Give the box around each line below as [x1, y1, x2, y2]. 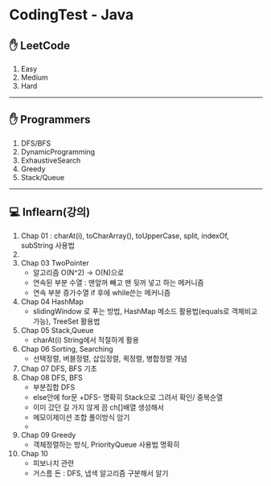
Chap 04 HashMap [20, 296, 84, 307]
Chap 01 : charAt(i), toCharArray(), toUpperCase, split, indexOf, [20, 231, 230, 241]
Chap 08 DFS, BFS [20, 373, 83, 382]
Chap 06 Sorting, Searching [20, 344, 113, 353]
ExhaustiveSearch [20, 155, 81, 165]
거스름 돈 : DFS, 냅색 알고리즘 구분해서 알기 [32, 468, 169, 478]
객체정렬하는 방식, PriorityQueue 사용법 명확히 [32, 439, 180, 449]
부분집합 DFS [32, 382, 76, 392]
